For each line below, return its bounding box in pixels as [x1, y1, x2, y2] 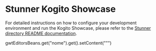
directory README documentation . [5, 30, 77, 36]
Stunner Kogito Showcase [5, 3, 116, 15]
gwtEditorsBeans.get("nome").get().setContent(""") [5, 40, 112, 46]
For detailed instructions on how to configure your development [5, 20, 137, 26]
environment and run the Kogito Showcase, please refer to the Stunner [5, 25, 151, 31]
